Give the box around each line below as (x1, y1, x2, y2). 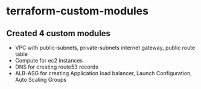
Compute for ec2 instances (14, 57, 83, 64)
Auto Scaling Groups (14, 76, 67, 83)
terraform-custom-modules (6, 4, 149, 18)
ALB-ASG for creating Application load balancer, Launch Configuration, (14, 70, 192, 76)
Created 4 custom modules (6, 28, 110, 38)
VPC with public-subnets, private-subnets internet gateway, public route (14, 44, 196, 51)
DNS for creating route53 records (14, 63, 98, 70)
